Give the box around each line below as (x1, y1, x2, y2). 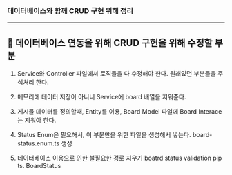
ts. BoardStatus (17, 162, 61, 170)
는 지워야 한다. (17, 116, 57, 125)
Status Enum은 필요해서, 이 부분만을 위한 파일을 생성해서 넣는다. (17, 131, 191, 139)
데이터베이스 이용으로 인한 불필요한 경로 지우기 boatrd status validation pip (17, 154, 222, 163)
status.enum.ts (17, 139, 60, 147)
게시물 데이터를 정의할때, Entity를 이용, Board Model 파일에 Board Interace (17, 107, 222, 116)
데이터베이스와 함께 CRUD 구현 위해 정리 (7, 6, 133, 15)
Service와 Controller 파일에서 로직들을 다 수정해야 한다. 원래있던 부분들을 (17, 70, 216, 78)
